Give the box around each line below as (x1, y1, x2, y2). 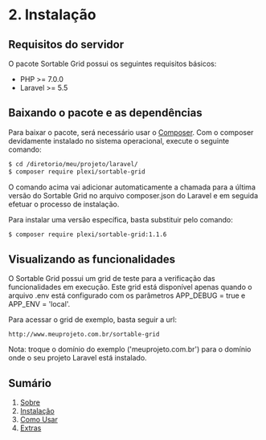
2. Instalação (8, 6, 96, 24)
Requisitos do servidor (8, 38, 125, 51)
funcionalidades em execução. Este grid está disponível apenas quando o (8, 283, 252, 292)
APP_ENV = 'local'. (8, 299, 71, 309)
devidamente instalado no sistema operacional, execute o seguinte (8, 136, 230, 145)
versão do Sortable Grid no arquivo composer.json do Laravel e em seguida (8, 190, 259, 200)
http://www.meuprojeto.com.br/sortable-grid (8, 331, 160, 339)
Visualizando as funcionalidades (8, 252, 176, 266)
